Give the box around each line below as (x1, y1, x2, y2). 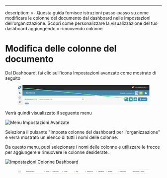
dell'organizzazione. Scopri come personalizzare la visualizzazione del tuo (5, 20, 158, 26)
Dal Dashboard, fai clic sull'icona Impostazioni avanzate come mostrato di (5, 70, 157, 76)
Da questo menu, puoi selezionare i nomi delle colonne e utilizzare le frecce (5, 144, 160, 150)
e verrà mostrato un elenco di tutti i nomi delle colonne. (5, 134, 118, 140)
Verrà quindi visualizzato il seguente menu (5, 110, 92, 116)
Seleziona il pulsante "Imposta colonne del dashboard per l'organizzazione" (5, 129, 161, 135)
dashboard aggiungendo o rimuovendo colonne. (5, 26, 104, 31)
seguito (5, 75, 21, 81)
